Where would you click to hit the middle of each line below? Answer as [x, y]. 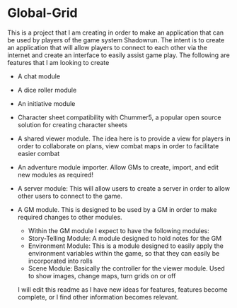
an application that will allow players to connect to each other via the [107, 47]
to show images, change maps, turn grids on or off [102, 276]
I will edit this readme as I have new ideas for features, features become [122, 289]
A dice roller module [47, 90]
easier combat [39, 153]
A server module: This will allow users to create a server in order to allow [123, 188]
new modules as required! [56, 174]
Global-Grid [42, 13]
